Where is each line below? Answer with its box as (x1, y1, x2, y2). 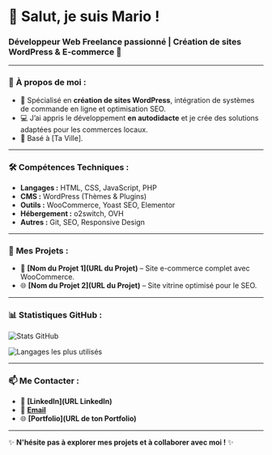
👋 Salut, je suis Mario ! (8, 7, 160, 26)
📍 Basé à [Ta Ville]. (19, 133, 83, 142)
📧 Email (19, 405, 46, 415)
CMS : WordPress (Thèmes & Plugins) (19, 192, 147, 202)
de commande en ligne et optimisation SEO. (19, 104, 166, 113)
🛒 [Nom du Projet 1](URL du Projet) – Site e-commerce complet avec (19, 263, 250, 274)
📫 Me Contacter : (8, 375, 79, 386)
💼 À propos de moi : (8, 77, 87, 88)
